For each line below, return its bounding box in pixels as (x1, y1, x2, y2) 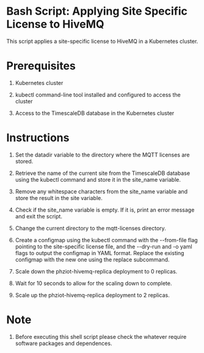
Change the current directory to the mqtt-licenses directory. (15, 225, 166, 232)
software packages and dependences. (15, 340, 112, 347)
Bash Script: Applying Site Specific (6, 4, 188, 18)
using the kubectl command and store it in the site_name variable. (15, 176, 181, 183)
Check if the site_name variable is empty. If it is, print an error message (15, 206, 195, 214)
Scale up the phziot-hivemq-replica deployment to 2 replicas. (15, 291, 170, 299)
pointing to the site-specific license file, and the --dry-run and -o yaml (15, 243, 192, 250)
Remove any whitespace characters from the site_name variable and (15, 188, 188, 195)
